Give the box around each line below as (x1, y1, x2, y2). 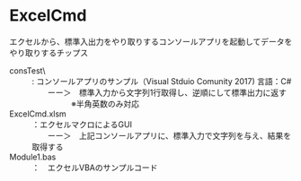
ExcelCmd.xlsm (9, 108, 67, 119)
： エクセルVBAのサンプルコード (31, 162, 158, 173)
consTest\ (9, 65, 47, 76)
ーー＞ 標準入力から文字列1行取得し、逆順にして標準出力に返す (47, 87, 288, 98)
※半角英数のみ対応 (70, 98, 139, 108)
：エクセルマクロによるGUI (31, 118, 133, 130)
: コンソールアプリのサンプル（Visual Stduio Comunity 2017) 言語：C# (31, 75, 292, 86)
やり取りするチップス (9, 47, 88, 58)
